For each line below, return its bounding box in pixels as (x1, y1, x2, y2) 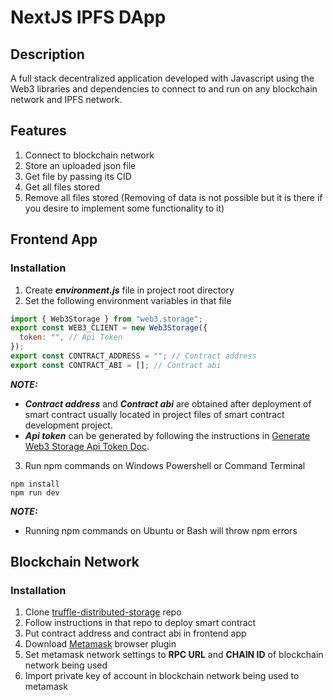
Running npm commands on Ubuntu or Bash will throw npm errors (24, 524, 298, 536)
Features (10, 122, 67, 140)
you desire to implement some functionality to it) (24, 202, 225, 214)
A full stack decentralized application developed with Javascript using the (10, 72, 315, 84)
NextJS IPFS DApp (10, 6, 167, 29)
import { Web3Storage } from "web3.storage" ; (10, 314, 203, 324)
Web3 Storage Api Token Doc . (24, 440, 150, 452)
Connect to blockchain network (24, 149, 155, 161)
